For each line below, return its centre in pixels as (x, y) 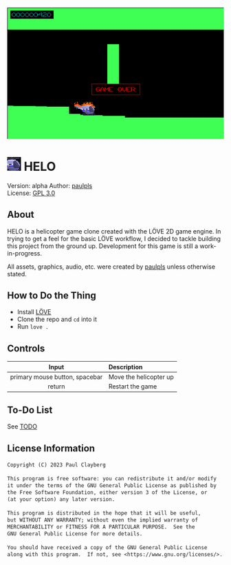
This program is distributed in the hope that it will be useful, (104, 513)
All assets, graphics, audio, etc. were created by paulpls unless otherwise (111, 267)
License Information (51, 448)
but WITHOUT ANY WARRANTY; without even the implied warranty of (102, 520)
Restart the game (133, 387)
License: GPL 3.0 (31, 193)
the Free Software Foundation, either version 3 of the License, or (107, 493)
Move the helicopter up (141, 377)
